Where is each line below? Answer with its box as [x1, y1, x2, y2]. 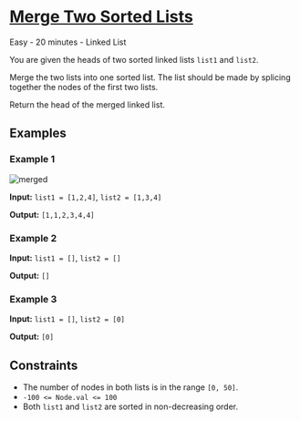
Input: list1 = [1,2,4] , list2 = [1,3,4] [9, 191, 162, 202]
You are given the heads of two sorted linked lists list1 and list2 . [9, 54, 259, 65]
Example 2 [9, 231, 57, 244]
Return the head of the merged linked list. [9, 98, 166, 110]
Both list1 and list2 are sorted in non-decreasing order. [22, 401, 239, 412]
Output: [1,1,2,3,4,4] [9, 209, 95, 220]
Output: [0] [9, 331, 55, 343]
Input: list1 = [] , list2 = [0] [9, 313, 126, 324]
